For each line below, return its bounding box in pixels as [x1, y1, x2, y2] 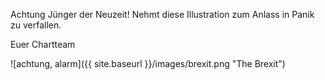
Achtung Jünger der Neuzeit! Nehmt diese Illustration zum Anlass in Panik [10, 9, 315, 20]
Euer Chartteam [10, 39, 76, 50]
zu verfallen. [10, 19, 62, 31]
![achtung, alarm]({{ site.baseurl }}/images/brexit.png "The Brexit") [10, 58, 286, 69]
